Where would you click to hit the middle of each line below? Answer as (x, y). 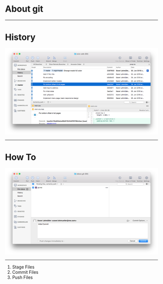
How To (21, 157)
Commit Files (25, 272)
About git (24, 9)
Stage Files (23, 267)
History (20, 37)
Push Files (22, 277)
